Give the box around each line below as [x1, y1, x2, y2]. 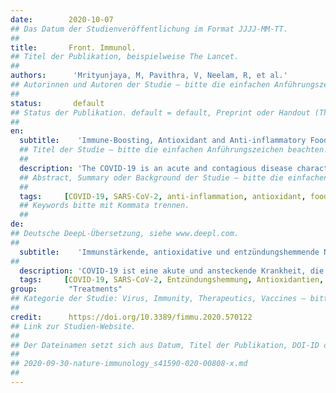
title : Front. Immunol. [10, 42, 137, 53]
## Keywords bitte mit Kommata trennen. [19, 201, 190, 211]
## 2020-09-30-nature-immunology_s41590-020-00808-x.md [10, 359, 248, 369]
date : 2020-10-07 [10, 14, 114, 25]
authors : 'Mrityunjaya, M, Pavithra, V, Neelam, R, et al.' [10, 71, 288, 81]
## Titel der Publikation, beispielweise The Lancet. [10, 52, 240, 62]
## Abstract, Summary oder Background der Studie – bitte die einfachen [19, 172, 329, 183]
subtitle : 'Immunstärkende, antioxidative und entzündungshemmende [19, 247, 320, 257]
